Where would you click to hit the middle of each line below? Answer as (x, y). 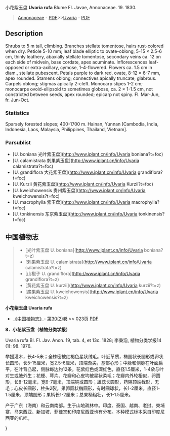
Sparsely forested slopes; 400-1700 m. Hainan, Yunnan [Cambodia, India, (82, 124)
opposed (15, 67)
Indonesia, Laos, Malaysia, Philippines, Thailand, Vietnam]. (66, 130)
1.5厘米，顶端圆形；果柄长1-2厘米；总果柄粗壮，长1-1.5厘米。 (69, 395)
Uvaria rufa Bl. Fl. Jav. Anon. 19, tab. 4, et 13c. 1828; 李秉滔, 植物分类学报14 (83, 340)
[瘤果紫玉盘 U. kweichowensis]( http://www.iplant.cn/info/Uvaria (92, 292)
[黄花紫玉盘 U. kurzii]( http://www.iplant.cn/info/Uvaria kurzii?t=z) (93, 286)
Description (24, 34)
